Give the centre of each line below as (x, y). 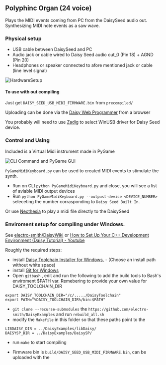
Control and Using (27, 140)
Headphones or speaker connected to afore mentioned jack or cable (83, 65)
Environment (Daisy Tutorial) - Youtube (45, 240)
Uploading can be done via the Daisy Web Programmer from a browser (78, 112)
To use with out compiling (32, 91)
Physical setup (23, 38)
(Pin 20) (20, 60)
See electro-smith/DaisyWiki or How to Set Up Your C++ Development (77, 235)
